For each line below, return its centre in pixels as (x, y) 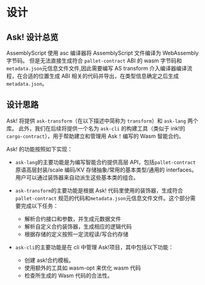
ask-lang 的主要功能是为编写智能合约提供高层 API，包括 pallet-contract (105, 162)
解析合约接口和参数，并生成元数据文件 (73, 219)
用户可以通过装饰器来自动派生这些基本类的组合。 (77, 177)
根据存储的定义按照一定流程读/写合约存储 (76, 234)
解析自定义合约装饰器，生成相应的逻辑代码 (78, 226)
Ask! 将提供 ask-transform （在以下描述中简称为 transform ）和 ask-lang (96, 121)
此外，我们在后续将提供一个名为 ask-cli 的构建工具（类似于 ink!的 (102, 128)
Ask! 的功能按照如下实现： (39, 149)
